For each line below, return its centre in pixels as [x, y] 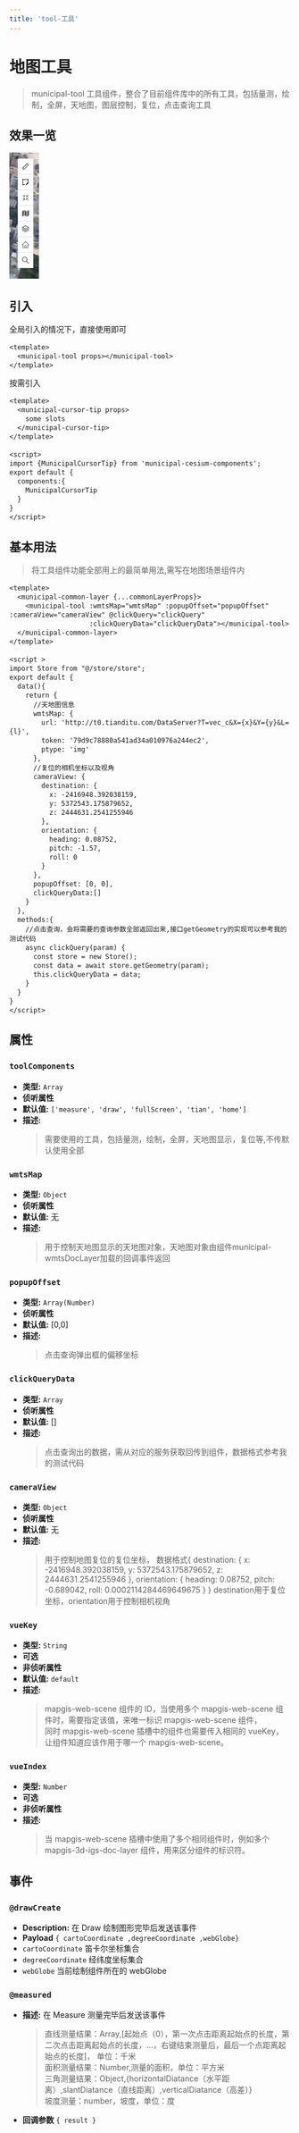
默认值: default [50, 1679]
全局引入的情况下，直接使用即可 [68, 330]
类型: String [45, 1645]
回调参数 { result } [59, 2120]
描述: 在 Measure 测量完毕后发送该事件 [94, 2015]
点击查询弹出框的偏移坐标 [91, 1355]
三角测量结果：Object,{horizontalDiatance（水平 [133, 2078]
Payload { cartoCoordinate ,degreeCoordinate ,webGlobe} [130, 1938]
